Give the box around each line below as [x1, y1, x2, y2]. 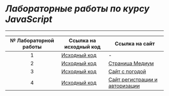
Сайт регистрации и [108, 76, 157, 83]
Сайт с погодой [108, 68, 146, 75]
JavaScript [5, 13, 53, 25]
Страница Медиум [108, 59, 154, 66]
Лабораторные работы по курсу [5, 3, 150, 14]
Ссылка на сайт [115, 40, 155, 47]
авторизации [108, 82, 140, 89]
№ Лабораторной [10, 37, 54, 44]
